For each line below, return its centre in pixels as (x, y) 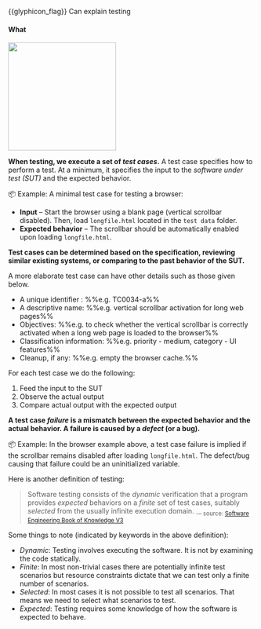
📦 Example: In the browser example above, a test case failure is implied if (127, 444)
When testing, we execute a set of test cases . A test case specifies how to (130, 162)
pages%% (36, 316)
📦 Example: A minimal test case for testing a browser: (96, 194)
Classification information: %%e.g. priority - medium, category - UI (128, 342)
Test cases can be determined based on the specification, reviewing (122, 252)
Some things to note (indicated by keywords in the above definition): (118, 535)
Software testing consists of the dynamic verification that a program (138, 495)
